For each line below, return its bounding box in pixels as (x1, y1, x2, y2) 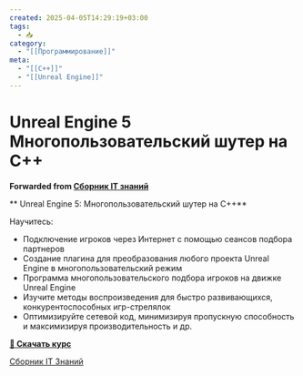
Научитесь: (9, 216, 54, 227)
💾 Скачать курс (9, 338, 72, 349)
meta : (9, 56, 30, 65)
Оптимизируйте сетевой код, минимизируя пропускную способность (22, 310, 295, 321)
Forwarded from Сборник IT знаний (9, 180, 149, 191)
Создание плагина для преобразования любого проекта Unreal (22, 252, 270, 264)
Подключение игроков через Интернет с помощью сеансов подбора (22, 233, 293, 244)
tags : (9, 22, 30, 31)
